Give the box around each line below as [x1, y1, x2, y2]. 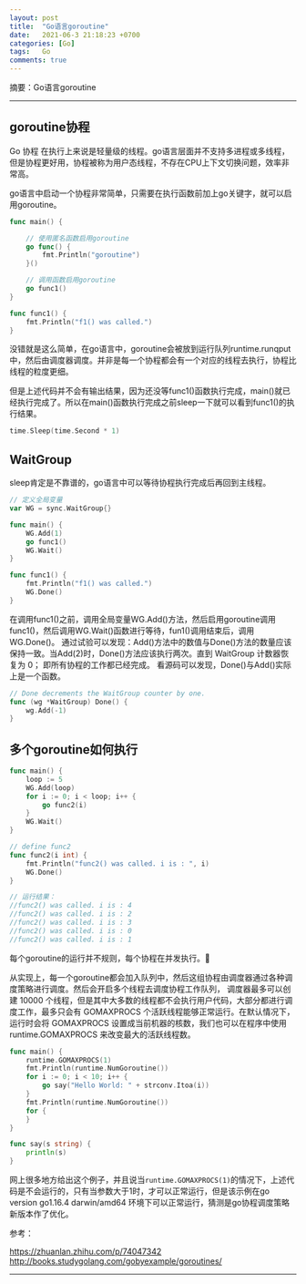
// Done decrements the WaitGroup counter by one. [9, 689, 206, 698]
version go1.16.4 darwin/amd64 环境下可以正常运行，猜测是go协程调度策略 [9, 1197, 290, 1208]
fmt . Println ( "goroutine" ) [42, 251, 141, 260]
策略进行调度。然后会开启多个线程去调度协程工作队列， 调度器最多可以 [16, 983, 283, 994]
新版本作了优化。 [9, 1208, 74, 1219]
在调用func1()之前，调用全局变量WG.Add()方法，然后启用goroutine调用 [9, 613, 276, 624]
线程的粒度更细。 [9, 366, 74, 377]
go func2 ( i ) [42, 800, 88, 809]
